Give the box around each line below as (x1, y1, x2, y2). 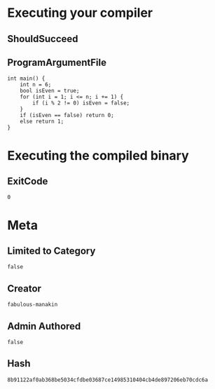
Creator (7, 282, 42, 294)
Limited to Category (7, 245, 96, 257)
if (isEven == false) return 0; (20, 112, 114, 119)
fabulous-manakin (7, 301, 58, 308)
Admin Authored (7, 320, 81, 332)
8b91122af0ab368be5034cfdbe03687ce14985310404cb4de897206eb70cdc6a (7, 376, 209, 383)
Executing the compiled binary (7, 147, 189, 163)
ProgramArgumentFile (7, 56, 107, 68)
